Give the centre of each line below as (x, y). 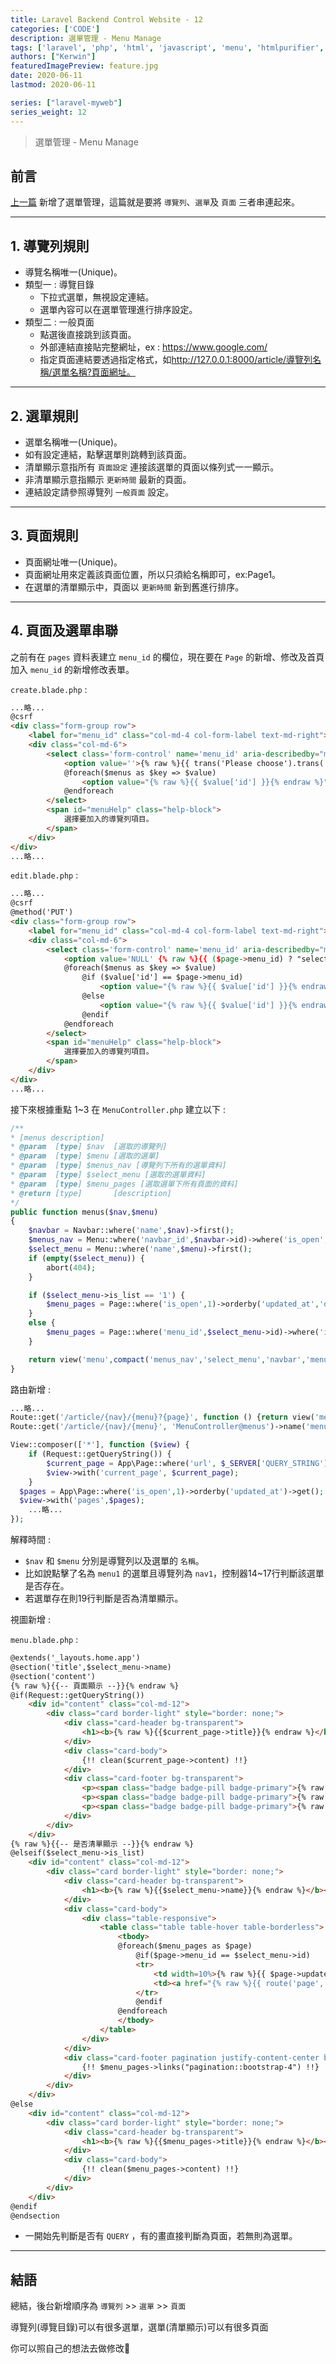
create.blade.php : (49, 689)
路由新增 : (30, 1389)
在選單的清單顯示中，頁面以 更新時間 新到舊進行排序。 (134, 587)
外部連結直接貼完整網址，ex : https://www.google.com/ (153, 347)
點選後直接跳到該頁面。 (88, 335)
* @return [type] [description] (91, 1193)
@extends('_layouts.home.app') (75, 1658)
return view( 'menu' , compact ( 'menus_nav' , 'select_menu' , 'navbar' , (167, 1359)
